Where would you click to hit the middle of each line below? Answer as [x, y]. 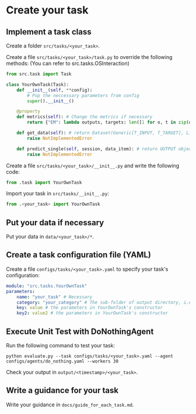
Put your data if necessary [55, 222]
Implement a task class [49, 32]
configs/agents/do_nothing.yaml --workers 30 [62, 361]
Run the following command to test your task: [61, 345]
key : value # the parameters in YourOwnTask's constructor [90, 308]
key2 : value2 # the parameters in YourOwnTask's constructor [92, 313]
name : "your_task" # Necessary [55, 297]
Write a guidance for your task [62, 390]
